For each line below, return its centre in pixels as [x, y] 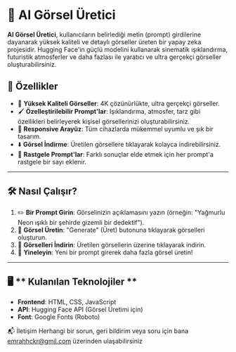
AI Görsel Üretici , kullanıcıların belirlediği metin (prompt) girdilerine [104, 34]
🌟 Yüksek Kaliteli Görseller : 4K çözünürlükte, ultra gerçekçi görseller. [118, 103]
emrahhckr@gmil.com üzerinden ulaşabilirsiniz [75, 341]
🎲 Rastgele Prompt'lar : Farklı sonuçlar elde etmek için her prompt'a [116, 154]
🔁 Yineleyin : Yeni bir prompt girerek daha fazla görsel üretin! [105, 252]
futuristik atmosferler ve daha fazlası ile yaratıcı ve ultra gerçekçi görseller [114, 57]
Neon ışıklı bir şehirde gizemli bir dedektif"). [81, 222]
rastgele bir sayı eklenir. [52, 162]
